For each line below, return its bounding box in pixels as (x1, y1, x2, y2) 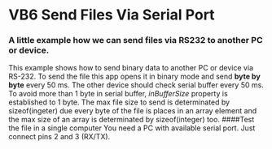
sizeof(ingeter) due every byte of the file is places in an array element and (8, 106, 257, 116)
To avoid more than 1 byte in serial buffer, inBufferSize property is (8, 89, 228, 99)
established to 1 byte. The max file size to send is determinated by (8, 97, 230, 107)
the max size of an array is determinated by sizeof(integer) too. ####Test (8, 115, 255, 125)
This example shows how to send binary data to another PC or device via (8, 63, 254, 73)
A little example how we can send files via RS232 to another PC (8, 35, 263, 46)
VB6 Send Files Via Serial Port (8, 6, 215, 24)
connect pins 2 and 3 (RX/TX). (8, 132, 111, 142)
